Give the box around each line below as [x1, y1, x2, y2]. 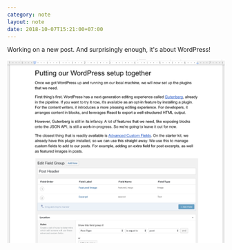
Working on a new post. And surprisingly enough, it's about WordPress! [7, 46, 211, 54]
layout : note [7, 18, 45, 26]
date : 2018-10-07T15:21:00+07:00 [7, 26, 104, 32]
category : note [7, 11, 51, 18]
